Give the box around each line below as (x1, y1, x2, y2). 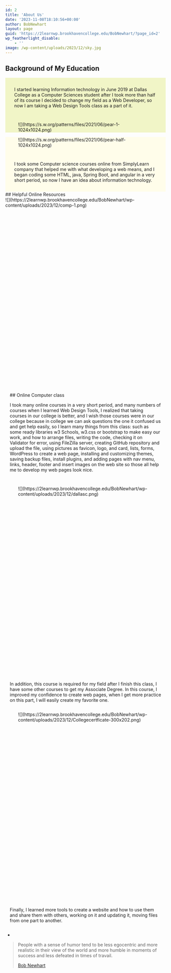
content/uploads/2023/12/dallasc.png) (18, 491, 99, 497)
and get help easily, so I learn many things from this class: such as (10, 423, 149, 430)
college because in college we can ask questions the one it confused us (10, 418, 161, 424)
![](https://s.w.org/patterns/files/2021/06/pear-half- (18, 137, 126, 143)
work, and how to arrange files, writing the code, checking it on (10, 435, 142, 441)
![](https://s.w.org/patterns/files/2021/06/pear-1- (18, 122, 120, 128)
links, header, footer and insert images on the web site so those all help (10, 462, 159, 468)
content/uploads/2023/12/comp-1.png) (5, 202, 87, 209)
